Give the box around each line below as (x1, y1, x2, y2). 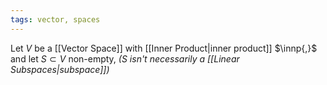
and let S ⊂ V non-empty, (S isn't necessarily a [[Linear (10, 52, 240, 65)
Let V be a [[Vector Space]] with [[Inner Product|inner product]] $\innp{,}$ (10, 42, 318, 54)
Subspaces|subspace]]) (10, 63, 110, 75)
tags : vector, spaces (10, 14, 101, 25)
